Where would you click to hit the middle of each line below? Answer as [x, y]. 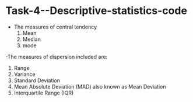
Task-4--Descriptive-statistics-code [96, 11]
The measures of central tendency [55, 27]
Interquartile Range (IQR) [44, 93]
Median [32, 39]
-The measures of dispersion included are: [57, 57]
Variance [24, 74]
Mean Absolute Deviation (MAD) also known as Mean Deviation [90, 86]
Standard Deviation [37, 80]
